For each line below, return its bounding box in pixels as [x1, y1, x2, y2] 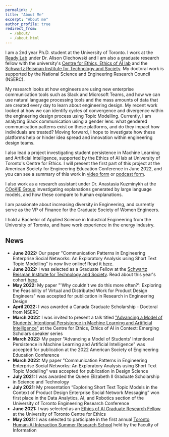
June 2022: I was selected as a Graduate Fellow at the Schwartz [12, 266, 147, 272]
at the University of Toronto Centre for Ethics [12, 411, 106, 417]
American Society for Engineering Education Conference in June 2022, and [5, 165, 162, 172]
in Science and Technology [12, 378, 70, 384]
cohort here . [12, 276, 39, 283]
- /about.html [10, 36, 39, 41]
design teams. [5, 139, 35, 145]
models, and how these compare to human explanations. [5, 191, 123, 198]
